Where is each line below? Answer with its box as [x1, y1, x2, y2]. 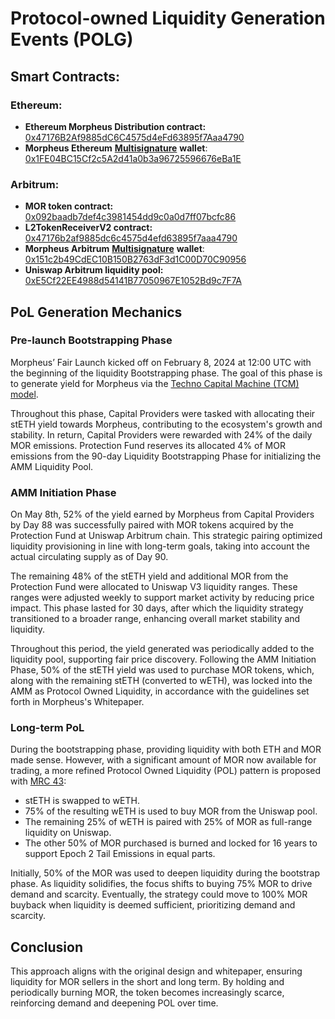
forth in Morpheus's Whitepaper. [10, 696, 145, 708]
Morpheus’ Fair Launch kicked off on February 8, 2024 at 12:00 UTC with [10, 356, 312, 368]
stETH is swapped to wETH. [24, 795, 140, 807]
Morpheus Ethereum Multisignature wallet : [24, 142, 208, 154]
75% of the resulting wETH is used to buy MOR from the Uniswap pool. [24, 805, 318, 817]
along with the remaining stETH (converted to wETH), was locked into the [10, 675, 313, 687]
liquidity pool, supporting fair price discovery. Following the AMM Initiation [10, 653, 317, 666]
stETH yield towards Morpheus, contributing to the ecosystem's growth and [10, 418, 323, 430]
